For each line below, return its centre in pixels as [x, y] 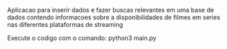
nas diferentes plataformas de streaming [65, 24]
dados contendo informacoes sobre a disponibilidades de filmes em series [114, 17]
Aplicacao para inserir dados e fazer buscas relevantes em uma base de [111, 10]
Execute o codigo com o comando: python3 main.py [82, 38]
